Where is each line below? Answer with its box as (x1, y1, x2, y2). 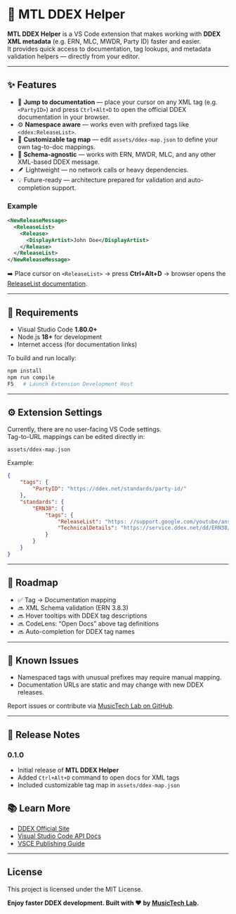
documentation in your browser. (17, 113, 110, 121)
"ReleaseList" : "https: (57, 518, 128, 525)
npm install (7, 367, 42, 374)
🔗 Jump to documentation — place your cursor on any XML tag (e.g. (17, 98, 218, 106)
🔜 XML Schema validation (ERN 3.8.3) (17, 603, 129, 611)
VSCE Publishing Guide (17, 839, 86, 847)
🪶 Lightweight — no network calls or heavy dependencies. (17, 165, 189, 174)
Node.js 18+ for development (17, 332, 103, 341)
